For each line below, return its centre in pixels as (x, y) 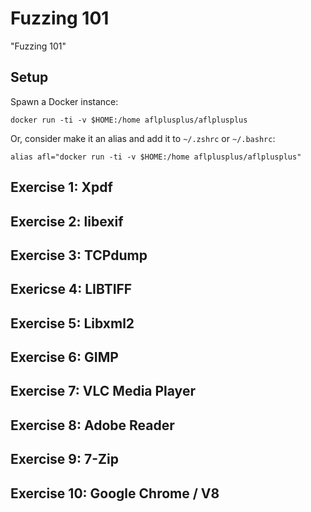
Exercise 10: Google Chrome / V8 (115, 493)
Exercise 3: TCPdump (79, 255)
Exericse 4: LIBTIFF (71, 289)
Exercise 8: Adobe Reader (92, 425)
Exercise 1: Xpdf (61, 187)
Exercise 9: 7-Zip (64, 459)
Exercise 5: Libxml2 (72, 323)
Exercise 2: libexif (67, 221)
